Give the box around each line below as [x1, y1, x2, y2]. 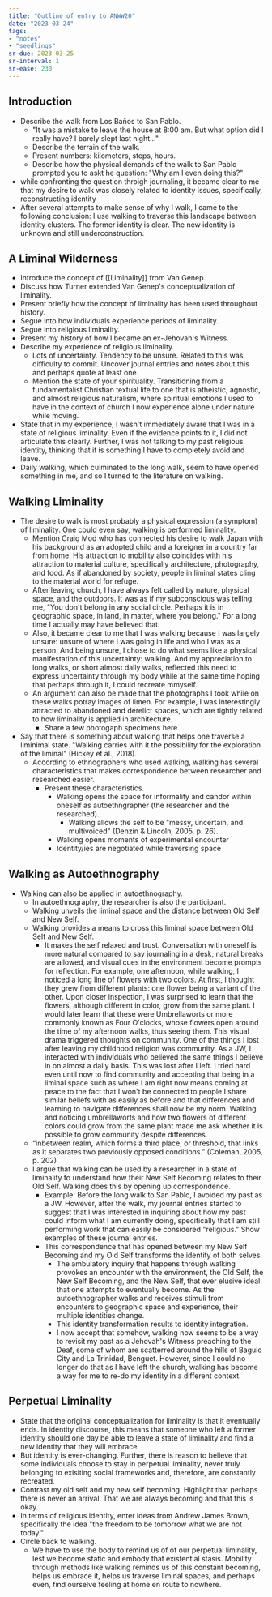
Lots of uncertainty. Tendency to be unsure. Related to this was [32, 350, 244, 361]
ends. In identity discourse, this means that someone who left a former [19, 1424, 257, 1434]
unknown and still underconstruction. [19, 228, 145, 238]
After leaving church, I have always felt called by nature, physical [32, 585, 249, 595]
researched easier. [32, 775, 95, 785]
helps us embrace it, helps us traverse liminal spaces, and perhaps [32, 1570, 255, 1581]
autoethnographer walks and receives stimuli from [56, 1294, 224, 1303]
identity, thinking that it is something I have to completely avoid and [19, 445, 245, 455]
